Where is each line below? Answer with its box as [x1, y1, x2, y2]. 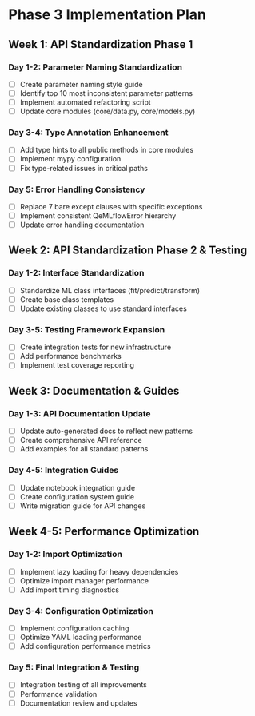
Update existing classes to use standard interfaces [19, 304, 188, 313]
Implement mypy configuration [19, 154, 122, 164]
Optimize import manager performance [19, 575, 149, 585]
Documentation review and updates [19, 698, 137, 708]
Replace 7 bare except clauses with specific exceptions [19, 201, 203, 211]
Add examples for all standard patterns [19, 444, 149, 454]
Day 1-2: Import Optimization [8, 549, 122, 560]
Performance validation [19, 689, 98, 698]
